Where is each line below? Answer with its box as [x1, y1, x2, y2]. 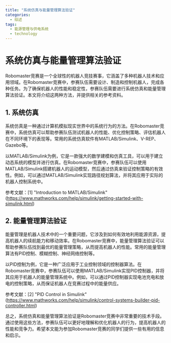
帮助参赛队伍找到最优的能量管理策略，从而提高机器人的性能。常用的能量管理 [5, 244, 166, 250]
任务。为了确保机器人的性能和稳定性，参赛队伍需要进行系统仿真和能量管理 [9, 85, 166, 92]
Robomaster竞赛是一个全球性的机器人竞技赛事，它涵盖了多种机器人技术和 [5, 73, 160, 79]
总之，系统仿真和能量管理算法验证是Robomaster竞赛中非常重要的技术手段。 [5, 313, 164, 319]
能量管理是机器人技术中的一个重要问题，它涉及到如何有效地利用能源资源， [5, 231, 161, 237]
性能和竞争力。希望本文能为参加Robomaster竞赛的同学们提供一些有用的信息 [5, 326, 164, 332]
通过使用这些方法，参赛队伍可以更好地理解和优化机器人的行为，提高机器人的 [5, 319, 166, 325]
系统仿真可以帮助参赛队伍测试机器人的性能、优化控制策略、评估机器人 [18, 129, 166, 135]
